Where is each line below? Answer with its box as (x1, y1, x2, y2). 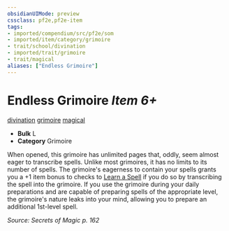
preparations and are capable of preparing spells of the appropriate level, (7, 187, 219, 196)
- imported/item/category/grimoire (7, 36, 111, 43)
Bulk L (17, 129, 36, 137)
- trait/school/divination (7, 43, 86, 50)
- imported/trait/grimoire (7, 50, 86, 57)
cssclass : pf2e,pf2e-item (7, 17, 82, 24)
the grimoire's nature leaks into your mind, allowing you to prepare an (7, 195, 207, 203)
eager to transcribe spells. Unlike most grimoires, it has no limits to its (7, 157, 207, 166)
